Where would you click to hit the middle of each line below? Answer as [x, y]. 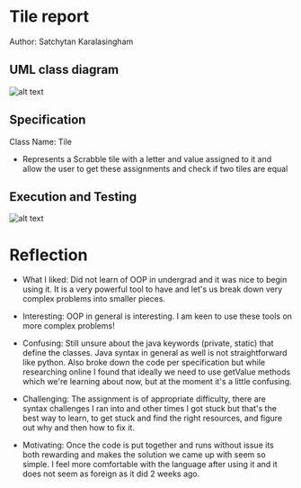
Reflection [49, 255]
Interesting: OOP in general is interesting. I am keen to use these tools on [157, 316]
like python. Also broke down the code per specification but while [144, 363]
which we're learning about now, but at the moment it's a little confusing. [157, 382]
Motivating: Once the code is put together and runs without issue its [148, 445]
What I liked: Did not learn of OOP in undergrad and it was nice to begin [155, 280]
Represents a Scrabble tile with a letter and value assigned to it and [147, 158]
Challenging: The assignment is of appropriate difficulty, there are [144, 399]
